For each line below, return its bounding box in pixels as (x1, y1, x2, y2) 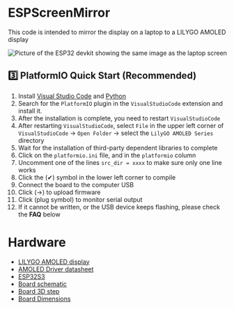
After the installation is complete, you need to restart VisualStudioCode (17, 113, 221, 122)
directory (17, 136, 45, 144)
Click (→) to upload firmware (17, 188, 101, 196)
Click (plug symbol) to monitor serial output (17, 195, 143, 203)
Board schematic (17, 280, 67, 288)
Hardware (8, 235, 66, 250)
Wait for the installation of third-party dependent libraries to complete (17, 143, 218, 152)
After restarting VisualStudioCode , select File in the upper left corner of (17, 121, 224, 129)
